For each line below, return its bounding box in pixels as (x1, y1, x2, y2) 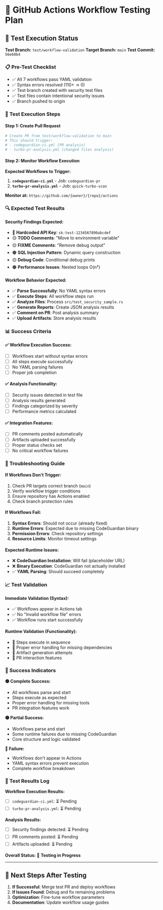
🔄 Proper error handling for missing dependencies (12, 644, 113, 650)
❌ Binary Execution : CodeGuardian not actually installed (12, 563, 126, 569)
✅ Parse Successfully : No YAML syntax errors (12, 288, 106, 294)
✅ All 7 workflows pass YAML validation (12, 76, 92, 82)
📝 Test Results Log (5, 777, 49, 784)
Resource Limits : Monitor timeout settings (12, 536, 97, 542)
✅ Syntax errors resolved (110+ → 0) (12, 82, 85, 88)
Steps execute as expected (12, 695, 67, 700)
